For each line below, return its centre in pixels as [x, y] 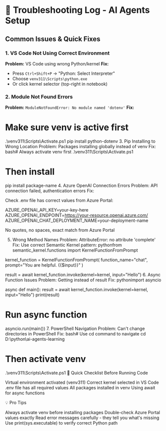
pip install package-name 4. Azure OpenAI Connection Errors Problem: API [81, 186]
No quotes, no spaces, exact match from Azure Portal [60, 230]
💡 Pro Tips [16, 402]
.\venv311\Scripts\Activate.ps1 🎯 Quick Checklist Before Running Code [77, 373]
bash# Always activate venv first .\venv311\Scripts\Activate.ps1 [69, 152]
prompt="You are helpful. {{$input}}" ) [44, 265]
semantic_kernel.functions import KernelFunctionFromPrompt [75, 250]
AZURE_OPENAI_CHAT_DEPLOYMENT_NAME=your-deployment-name [77, 220]
